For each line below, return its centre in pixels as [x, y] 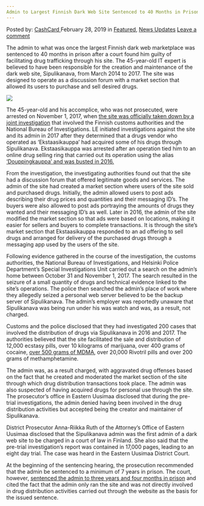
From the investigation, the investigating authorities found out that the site [99, 173]
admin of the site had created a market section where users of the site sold [100, 186]
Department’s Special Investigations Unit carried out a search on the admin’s [102, 269]
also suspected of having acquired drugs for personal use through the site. [100, 390]
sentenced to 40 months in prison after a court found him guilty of [89, 54]
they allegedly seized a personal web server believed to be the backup [95, 295]
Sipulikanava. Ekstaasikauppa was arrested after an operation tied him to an [101, 148]
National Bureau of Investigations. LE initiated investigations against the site [101, 129]
